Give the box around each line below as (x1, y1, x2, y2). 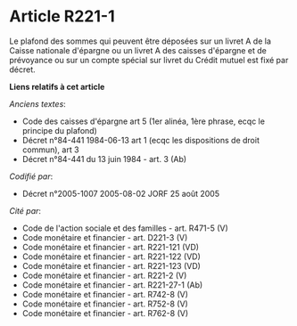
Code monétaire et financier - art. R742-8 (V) (21, 289, 189, 299)
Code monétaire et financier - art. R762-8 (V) (21, 307, 189, 318)
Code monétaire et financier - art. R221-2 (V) (21, 270, 187, 281)
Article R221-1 (9, 6, 115, 27)
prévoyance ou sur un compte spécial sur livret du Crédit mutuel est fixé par (9, 54, 289, 65)
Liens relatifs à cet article (9, 81, 105, 92)
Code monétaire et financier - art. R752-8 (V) (21, 298, 189, 309)
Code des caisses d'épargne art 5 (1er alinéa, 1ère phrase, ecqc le (21, 116, 266, 126)
